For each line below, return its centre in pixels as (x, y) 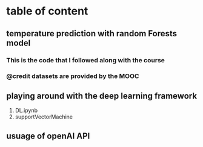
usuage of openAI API (48, 136)
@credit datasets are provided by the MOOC (73, 76)
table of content (47, 11)
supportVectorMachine (44, 117)
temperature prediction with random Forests (92, 34)
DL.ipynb (26, 111)
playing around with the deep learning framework (102, 96)
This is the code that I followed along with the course (86, 60)
